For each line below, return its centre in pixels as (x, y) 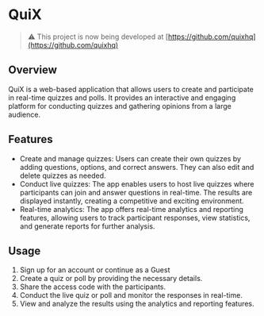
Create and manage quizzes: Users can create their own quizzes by (130, 158)
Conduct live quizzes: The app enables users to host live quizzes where (137, 183)
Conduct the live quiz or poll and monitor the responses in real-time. (131, 295)
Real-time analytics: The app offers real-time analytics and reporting (132, 209)
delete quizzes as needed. (63, 175)
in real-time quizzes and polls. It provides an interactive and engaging (122, 98)
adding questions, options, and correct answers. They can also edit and (137, 167)
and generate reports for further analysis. (87, 226)
